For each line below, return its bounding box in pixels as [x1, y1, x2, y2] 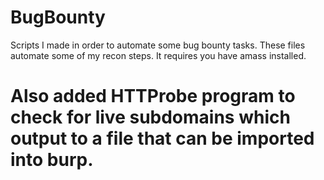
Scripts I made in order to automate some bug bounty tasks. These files [10, 39, 306, 51]
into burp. [10, 149, 94, 171]
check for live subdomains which [10, 106, 291, 129]
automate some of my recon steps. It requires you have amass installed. [10, 49, 307, 61]
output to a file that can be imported [10, 127, 315, 150]
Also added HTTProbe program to [10, 85, 296, 108]
